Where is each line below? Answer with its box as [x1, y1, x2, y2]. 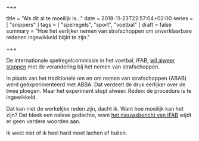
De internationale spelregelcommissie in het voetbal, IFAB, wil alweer [6, 57, 175, 64]
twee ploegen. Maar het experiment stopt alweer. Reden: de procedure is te [6, 87, 192, 94]
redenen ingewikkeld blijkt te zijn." [6, 34, 91, 40]
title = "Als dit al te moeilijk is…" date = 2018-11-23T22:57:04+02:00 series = [6, 15, 194, 21]
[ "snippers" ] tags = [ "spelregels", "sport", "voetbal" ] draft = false [6, 21, 172, 28]
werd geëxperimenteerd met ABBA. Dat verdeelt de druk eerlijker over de [6, 81, 186, 88]
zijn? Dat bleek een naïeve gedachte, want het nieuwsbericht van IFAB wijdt [6, 111, 192, 118]
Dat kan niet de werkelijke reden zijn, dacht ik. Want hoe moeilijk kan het [6, 105, 184, 112]
